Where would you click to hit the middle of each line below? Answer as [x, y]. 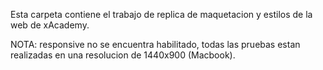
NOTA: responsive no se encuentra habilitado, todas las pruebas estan [155, 44]
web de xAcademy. [50, 25]
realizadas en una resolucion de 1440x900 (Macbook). [123, 55]
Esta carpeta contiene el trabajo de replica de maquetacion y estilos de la [161, 14]
